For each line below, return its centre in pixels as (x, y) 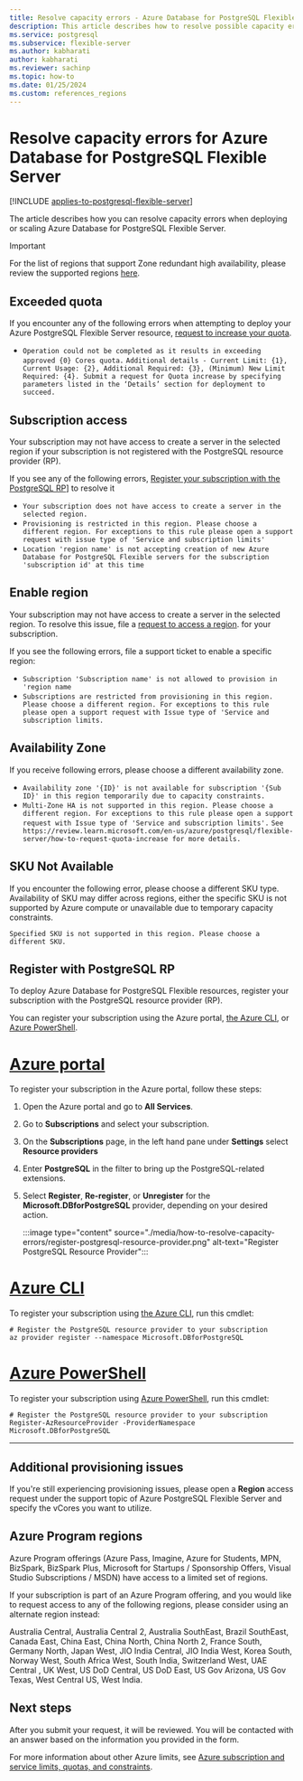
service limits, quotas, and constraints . (81, 1767)
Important (28, 246)
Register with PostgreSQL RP (92, 969)
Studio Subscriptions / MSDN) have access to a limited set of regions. (139, 1577)
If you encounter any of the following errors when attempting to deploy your (150, 323)
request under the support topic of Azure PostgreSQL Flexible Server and (146, 1498)
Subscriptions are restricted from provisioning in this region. (147, 697)
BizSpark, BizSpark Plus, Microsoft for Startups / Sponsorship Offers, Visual (150, 1568)
